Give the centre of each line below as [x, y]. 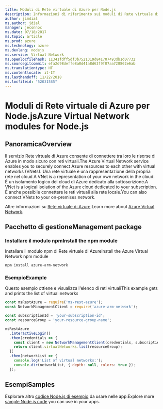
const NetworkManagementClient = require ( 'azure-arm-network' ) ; [71, 307]
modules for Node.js [47, 126]
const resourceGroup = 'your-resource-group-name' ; [58, 320]
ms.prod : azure [20, 41]
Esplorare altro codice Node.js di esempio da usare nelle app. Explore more [80, 396]
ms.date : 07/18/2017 [26, 32]
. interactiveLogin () [30, 333]
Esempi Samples [30, 384]
